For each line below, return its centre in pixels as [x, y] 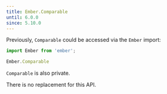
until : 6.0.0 [22, 17]
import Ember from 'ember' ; [41, 51]
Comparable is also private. [38, 73]
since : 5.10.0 [24, 23]
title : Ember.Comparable [37, 12]
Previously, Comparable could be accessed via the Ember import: [83, 40]
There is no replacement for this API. [51, 85]
